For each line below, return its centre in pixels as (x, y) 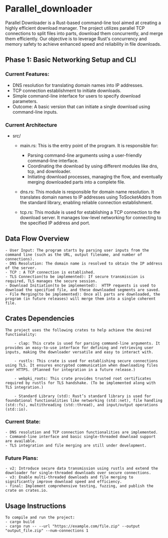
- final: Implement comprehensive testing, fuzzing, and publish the (79, 486)
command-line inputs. (35, 112)
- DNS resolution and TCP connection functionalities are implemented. (81, 432)
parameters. (25, 101)
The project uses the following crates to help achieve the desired (78, 330)
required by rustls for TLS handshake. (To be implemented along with (80, 383)
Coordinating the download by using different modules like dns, (93, 166)
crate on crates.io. (27, 491)
